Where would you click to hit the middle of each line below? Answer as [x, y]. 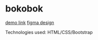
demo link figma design [30, 22]
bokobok [24, 9]
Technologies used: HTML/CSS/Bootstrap [49, 32]
